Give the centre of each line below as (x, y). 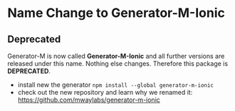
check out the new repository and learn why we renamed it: (105, 92)
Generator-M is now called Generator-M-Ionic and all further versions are (116, 56)
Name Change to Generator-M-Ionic (116, 13)
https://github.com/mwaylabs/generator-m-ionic (89, 100)
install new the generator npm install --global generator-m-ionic (116, 85)
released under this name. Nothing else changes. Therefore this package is (118, 64)
